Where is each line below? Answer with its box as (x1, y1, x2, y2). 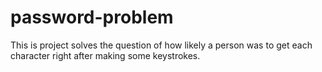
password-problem (10, 6, 174, 29)
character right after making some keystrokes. (10, 49, 201, 61)
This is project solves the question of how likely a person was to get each (10, 39, 313, 51)
